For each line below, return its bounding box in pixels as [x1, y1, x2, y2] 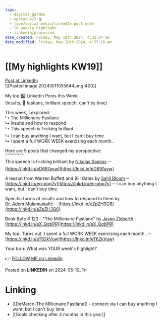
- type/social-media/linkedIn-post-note [9, 21, 94, 26]
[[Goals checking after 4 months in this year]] [12, 311, 106, 317]
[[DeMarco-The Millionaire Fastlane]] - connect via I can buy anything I [12, 301, 158, 307]
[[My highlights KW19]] [5, 61, 103, 72]
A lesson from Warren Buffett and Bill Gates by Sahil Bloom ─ [5, 175, 130, 181]
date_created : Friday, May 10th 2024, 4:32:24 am [5, 35, 110, 40]
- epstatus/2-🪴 [9, 16, 43, 21]
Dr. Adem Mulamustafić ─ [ [5, 201, 60, 207]
